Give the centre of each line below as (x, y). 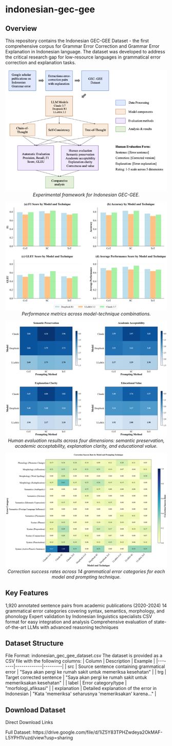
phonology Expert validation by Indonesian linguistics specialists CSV (79, 616)
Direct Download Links (29, 722)
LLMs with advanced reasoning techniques (73, 627)
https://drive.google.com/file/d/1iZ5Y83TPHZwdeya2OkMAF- (98, 732)
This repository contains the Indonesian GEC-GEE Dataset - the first (77, 41)
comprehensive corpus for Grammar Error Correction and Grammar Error (83, 46)
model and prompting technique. (86, 577)
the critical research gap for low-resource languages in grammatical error (83, 57)
